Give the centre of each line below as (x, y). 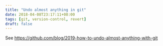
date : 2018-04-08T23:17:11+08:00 (40, 14)
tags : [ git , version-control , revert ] (46, 19)
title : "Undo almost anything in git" (46, 10)
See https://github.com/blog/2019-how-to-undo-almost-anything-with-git (81, 38)
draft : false (19, 24)
